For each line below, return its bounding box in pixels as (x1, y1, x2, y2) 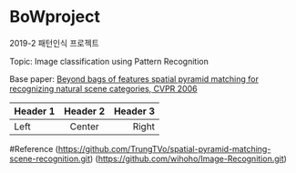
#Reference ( (9, 143, 59, 154)
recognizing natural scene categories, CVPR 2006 (9, 83, 198, 94)
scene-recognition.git (9, 153, 91, 164)
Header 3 (113, 105, 156, 117)
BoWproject (9, 6, 100, 27)
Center (69, 120, 99, 133)
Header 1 (14, 105, 56, 117)
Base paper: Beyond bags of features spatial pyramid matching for (9, 73, 260, 84)
